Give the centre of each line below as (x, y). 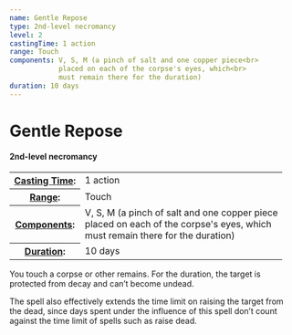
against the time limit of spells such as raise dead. (104, 321)
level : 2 (26, 35)
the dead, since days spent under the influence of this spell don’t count (143, 311)
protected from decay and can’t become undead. (102, 284)
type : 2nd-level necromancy (63, 26)
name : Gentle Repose (49, 18)
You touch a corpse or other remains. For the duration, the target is (136, 274)
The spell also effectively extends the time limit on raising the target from (147, 301)
